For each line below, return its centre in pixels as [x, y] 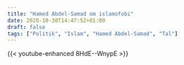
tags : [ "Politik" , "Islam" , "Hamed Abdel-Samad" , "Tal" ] [93, 34]
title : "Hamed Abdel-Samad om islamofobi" [70, 14]
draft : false [26, 27]
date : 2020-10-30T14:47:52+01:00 [56, 20]
